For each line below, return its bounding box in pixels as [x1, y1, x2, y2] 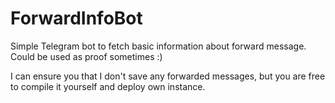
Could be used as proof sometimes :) [10, 50, 163, 62]
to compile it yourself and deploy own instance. [10, 80, 206, 92]
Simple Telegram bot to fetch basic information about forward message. [10, 40, 307, 52]
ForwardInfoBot [10, 7, 143, 30]
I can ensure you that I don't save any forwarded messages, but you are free [10, 70, 326, 82]
